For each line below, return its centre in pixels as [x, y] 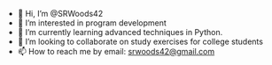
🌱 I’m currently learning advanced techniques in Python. [120, 32]
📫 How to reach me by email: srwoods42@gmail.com [116, 51]
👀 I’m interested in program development [92, 23]
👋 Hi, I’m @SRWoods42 [60, 14]
